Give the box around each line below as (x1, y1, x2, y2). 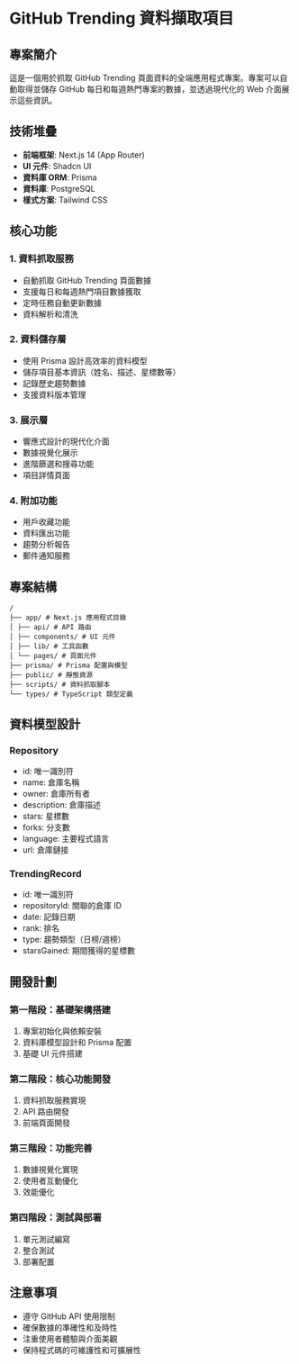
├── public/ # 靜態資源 (9, 671, 93, 680)
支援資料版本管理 (22, 389, 86, 400)
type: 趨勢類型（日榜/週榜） (22, 934, 126, 945)
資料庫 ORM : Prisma (22, 172, 97, 183)
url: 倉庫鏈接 (22, 844, 69, 855)
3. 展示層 (9, 413, 49, 426)
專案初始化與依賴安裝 (22, 1025, 102, 1036)
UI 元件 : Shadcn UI (22, 160, 92, 171)
